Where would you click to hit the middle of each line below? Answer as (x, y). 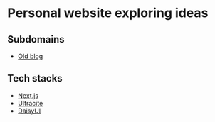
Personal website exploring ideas (108, 13)
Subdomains (36, 39)
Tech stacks (35, 78)
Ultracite (30, 103)
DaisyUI (29, 111)
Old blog (30, 56)
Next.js (28, 95)
